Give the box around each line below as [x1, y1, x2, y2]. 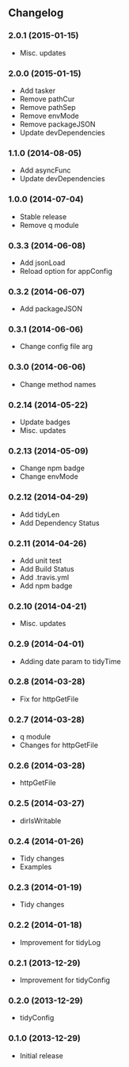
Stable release [19, 211, 67, 221]
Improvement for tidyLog [19, 937, 101, 947]
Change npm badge [19, 463, 85, 473]
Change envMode [19, 472, 79, 481]
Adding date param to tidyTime [19, 656, 121, 666]
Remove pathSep [19, 102, 76, 112]
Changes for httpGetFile [19, 740, 99, 750]
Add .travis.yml [19, 572, 70, 582]
